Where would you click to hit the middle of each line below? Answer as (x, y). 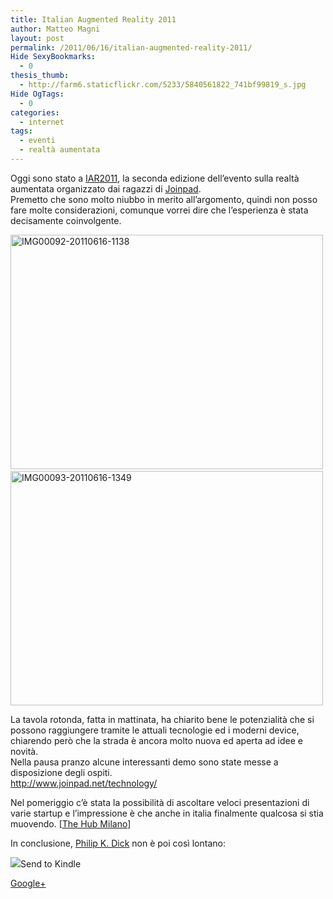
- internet (42, 122)
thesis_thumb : (40, 76)
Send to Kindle (51, 863)
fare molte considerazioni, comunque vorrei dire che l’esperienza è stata (159, 210)
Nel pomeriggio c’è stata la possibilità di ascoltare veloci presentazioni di (160, 802)
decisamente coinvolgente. (66, 220)
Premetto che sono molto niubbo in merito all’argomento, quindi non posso (164, 199)
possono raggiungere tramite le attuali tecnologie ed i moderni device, (155, 730)
